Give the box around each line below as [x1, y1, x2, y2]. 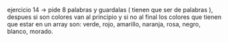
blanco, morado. [7, 27, 53, 35]
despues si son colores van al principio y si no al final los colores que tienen [7, 13, 222, 21]
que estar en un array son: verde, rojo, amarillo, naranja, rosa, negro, [7, 20, 201, 28]
